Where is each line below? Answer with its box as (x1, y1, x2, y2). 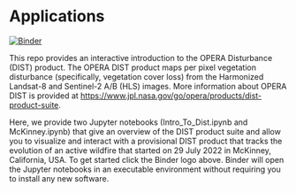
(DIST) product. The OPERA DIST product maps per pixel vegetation (9, 62, 256, 73)
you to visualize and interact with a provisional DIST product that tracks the (9, 135, 283, 146)
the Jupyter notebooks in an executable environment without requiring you (9, 164, 281, 174)
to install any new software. (9, 173, 110, 183)
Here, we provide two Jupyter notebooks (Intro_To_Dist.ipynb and (9, 117, 248, 127)
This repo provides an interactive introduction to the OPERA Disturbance (9, 52, 273, 63)
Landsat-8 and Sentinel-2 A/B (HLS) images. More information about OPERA (9, 81, 287, 91)
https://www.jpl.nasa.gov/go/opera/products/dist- (80, 90, 262, 101)
